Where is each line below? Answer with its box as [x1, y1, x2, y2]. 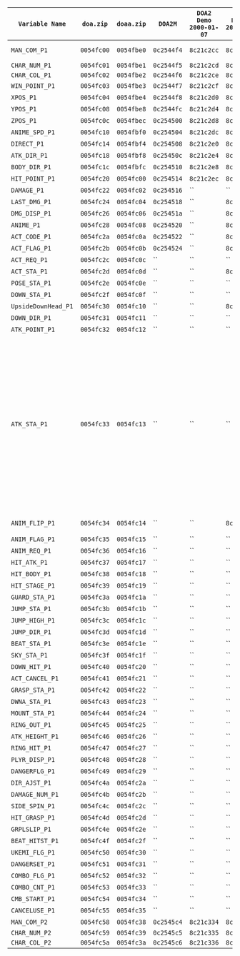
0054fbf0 [116, 129, 146, 136]
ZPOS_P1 [11, 117, 37, 124]
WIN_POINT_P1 [11, 82, 56, 90]
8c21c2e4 [189, 151, 219, 159]
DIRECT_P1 [11, 140, 44, 148]
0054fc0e [116, 279, 146, 287]
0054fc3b [80, 605, 110, 613]
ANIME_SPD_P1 [11, 129, 56, 136]
